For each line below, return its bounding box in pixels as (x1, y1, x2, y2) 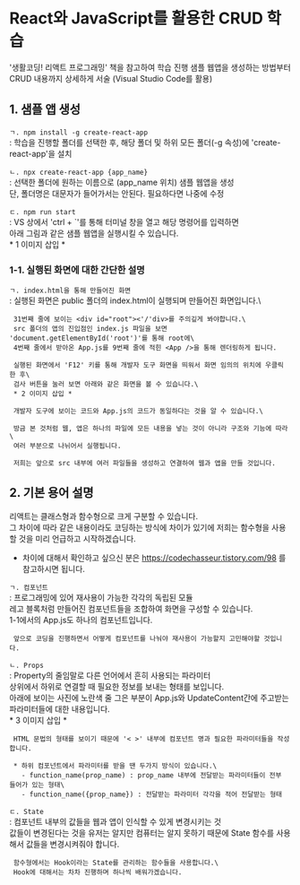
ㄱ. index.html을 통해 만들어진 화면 (9, 286, 132, 296)
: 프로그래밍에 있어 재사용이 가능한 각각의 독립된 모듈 (9, 592, 193, 603)
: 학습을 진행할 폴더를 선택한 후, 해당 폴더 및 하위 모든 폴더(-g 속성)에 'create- (9, 136, 281, 148)
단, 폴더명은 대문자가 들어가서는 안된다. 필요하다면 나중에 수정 (9, 187, 225, 198)
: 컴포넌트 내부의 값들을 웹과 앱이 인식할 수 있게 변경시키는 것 (9, 816, 222, 827)
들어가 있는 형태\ (9, 780, 65, 789)
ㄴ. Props (9, 661, 45, 670)
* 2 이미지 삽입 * (13, 389, 73, 399)
